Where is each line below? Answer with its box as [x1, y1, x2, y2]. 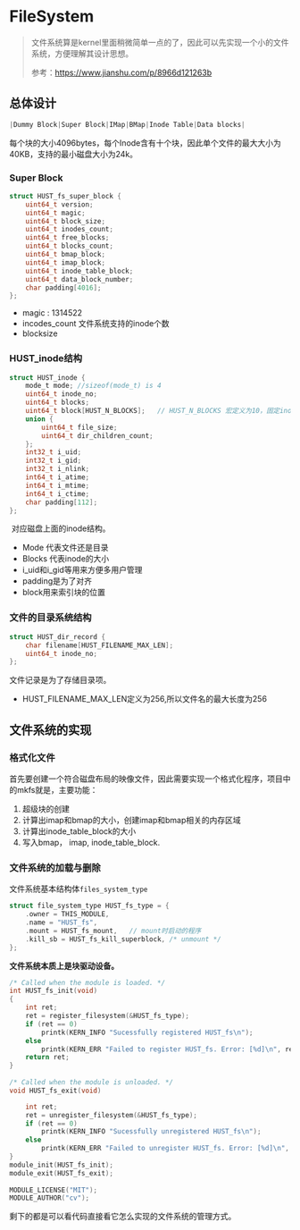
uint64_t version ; [25, 199, 94, 209]
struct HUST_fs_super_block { [9, 191, 122, 200]
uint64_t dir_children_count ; [41, 431, 154, 440]
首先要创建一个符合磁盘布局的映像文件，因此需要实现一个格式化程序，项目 [9, 773, 283, 784]
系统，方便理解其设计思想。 [30, 47, 134, 59]
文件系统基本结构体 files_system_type [9, 883, 148, 895]
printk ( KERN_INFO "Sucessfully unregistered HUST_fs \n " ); [41, 1127, 262, 1136]
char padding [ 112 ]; [25, 498, 98, 507]
